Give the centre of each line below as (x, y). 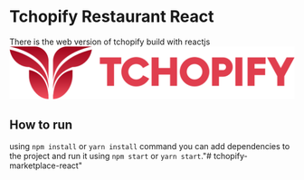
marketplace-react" (46, 166)
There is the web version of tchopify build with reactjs (110, 42)
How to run (41, 124)
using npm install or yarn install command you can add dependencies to (150, 147)
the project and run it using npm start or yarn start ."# (111, 156)
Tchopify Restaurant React (112, 17)
